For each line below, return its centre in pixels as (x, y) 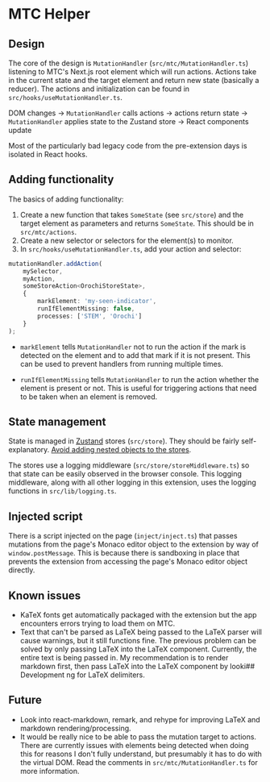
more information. (50, 771)
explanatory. (29, 450)
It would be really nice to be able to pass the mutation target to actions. (138, 736)
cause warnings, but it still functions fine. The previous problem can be (138, 641)
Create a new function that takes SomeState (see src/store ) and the (132, 214)
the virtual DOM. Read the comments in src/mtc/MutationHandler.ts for (139, 762)
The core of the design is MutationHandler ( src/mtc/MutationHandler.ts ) (129, 63)
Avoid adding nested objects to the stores (120, 450)
